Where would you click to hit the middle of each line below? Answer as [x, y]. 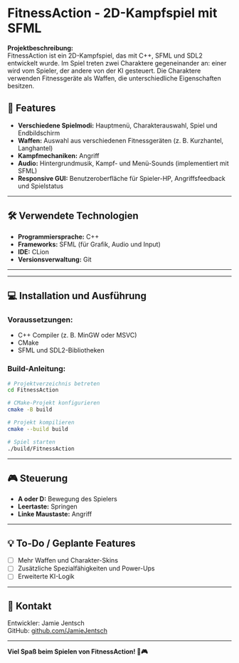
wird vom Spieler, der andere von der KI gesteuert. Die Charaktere [104, 71]
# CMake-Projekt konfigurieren [54, 403]
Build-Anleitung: [37, 369]
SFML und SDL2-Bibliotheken [61, 350]
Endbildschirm [39, 132]
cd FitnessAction [33, 390]
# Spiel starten [31, 442]
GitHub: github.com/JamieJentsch [58, 631]
